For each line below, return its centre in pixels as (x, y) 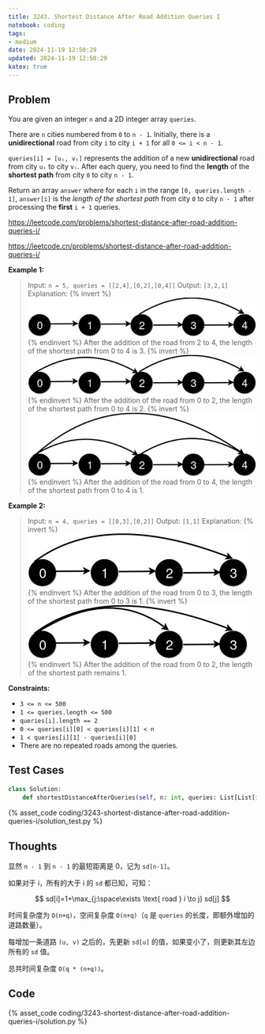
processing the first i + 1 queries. (64, 206)
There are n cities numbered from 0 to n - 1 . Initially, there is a (109, 134)
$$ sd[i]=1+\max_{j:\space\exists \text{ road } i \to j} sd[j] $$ (132, 899)
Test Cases (36, 770)
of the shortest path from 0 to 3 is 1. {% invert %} (107, 600)
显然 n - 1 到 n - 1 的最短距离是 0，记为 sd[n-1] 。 (91, 865)
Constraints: (29, 687)
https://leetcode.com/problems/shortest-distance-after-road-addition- (123, 222)
